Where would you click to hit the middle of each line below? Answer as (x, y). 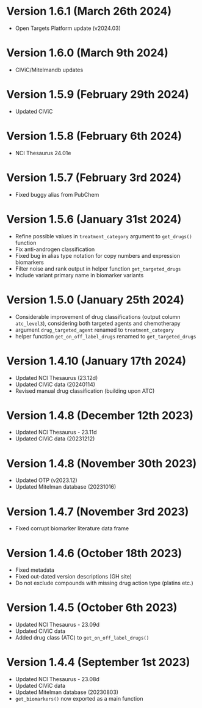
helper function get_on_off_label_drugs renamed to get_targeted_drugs (106, 336)
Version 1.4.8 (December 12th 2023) (100, 415)
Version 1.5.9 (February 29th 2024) (98, 94)
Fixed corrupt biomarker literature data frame (72, 528)
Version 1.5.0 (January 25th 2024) (96, 300)
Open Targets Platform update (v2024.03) (68, 28)
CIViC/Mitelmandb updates (49, 70)
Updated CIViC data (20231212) (55, 439)
